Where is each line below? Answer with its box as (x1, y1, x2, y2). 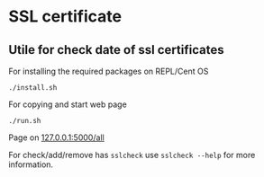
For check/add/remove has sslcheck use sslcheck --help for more (8, 150, 256, 160)
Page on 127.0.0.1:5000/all (8, 132, 105, 143)
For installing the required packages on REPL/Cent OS (8, 66, 209, 76)
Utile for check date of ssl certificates (8, 42, 224, 58)
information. (8, 159, 54, 170)
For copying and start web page (8, 99, 127, 110)
